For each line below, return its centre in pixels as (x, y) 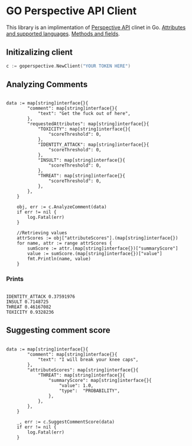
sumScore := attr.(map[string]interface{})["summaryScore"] (103, 249)
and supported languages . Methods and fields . (63, 33)
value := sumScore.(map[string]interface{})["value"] (95, 254)
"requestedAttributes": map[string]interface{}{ (88, 124)
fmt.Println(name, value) (59, 259)
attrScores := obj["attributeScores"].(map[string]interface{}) (97, 238)
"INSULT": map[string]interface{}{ (82, 160)
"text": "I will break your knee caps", (88, 359)
